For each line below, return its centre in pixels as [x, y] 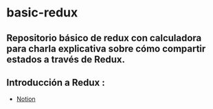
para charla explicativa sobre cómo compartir [106, 48]
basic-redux [42, 13]
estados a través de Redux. [66, 59]
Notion [26, 99]
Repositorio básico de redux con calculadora [104, 38]
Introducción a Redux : [56, 83]
